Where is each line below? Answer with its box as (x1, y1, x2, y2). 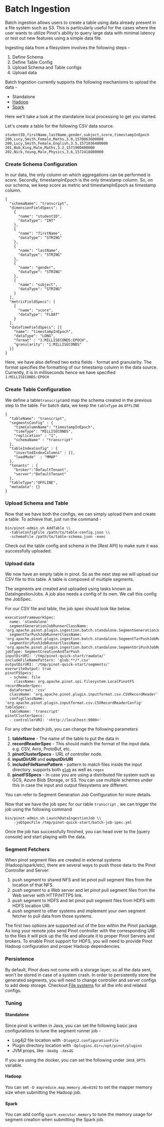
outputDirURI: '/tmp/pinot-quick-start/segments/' (5, 662, 110, 667)
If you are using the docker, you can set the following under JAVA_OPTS (5, 1057, 145, 1063)
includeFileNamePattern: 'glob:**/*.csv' (5, 658, 91, 663)
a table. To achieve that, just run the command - (5, 516, 102, 522)
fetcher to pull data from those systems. (12, 913, 93, 919)
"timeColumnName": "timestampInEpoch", (14, 425, 95, 430)
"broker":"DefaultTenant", (14, 467, 69, 472)
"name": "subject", (18, 282, 58, 287)
